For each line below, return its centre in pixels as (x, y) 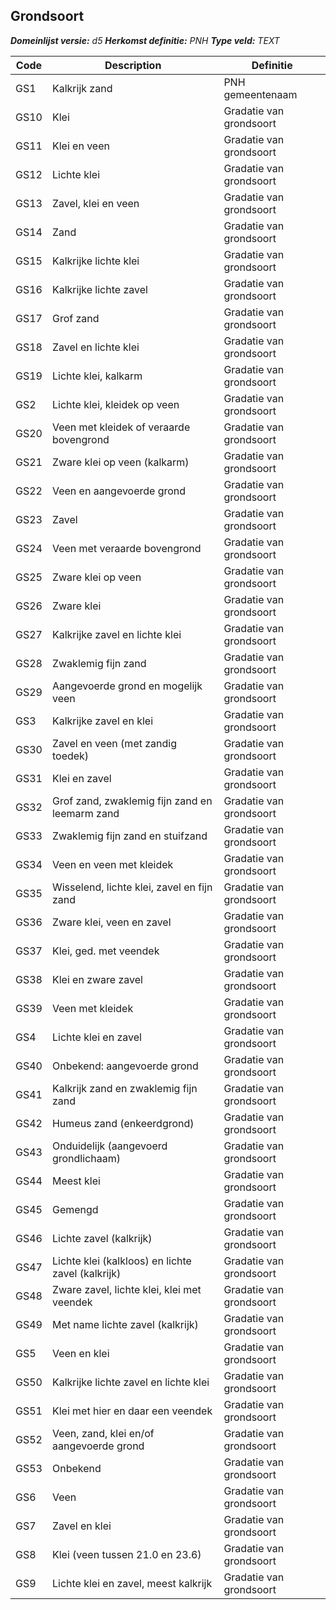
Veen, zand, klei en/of (103, 1433)
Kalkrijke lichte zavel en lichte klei (130, 1382)
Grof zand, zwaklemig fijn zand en (132, 801)
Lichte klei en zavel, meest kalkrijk (132, 1583)
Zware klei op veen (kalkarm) (120, 462)
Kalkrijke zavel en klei (102, 721)
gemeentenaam (260, 94)
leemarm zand (85, 813)
